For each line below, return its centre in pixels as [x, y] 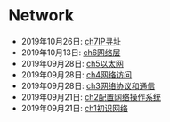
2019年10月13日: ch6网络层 [71, 52]
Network [41, 16]
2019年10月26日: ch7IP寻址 [71, 41]
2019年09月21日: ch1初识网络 [74, 108]
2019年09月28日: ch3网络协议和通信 [88, 85]
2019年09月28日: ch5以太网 [72, 63]
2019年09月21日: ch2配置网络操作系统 [91, 97]
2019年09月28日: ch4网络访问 [77, 74]
